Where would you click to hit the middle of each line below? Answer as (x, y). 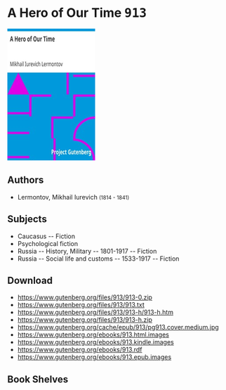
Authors (26, 180)
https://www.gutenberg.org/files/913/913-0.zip (85, 297)
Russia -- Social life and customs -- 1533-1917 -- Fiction (98, 259)
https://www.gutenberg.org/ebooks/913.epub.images (94, 357)
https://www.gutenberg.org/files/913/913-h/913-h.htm (95, 312)
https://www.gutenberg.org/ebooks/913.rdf (80, 350)
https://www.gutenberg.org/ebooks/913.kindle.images (95, 342)
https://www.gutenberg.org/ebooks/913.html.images (93, 334)
